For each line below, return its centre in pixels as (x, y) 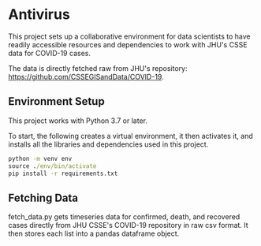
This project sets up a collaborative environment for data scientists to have (129, 36)
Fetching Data (43, 198)
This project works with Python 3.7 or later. (78, 121)
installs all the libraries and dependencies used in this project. (108, 144)
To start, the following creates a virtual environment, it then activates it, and (131, 136)
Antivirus (39, 15)
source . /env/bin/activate (52, 166)
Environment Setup (56, 101)
